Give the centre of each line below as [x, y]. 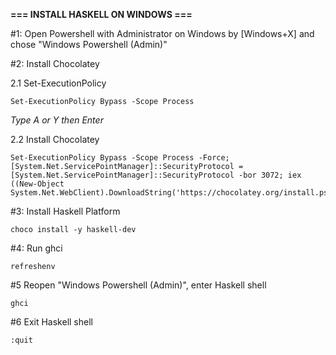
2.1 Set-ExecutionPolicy [58, 83]
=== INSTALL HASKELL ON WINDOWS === [101, 14]
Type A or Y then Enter [57, 120]
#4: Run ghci [36, 248]
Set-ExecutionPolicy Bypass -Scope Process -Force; [120, 158]
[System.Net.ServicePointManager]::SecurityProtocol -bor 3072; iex [156, 175]
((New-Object [37, 184]
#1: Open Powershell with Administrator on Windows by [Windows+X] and [162, 33]
